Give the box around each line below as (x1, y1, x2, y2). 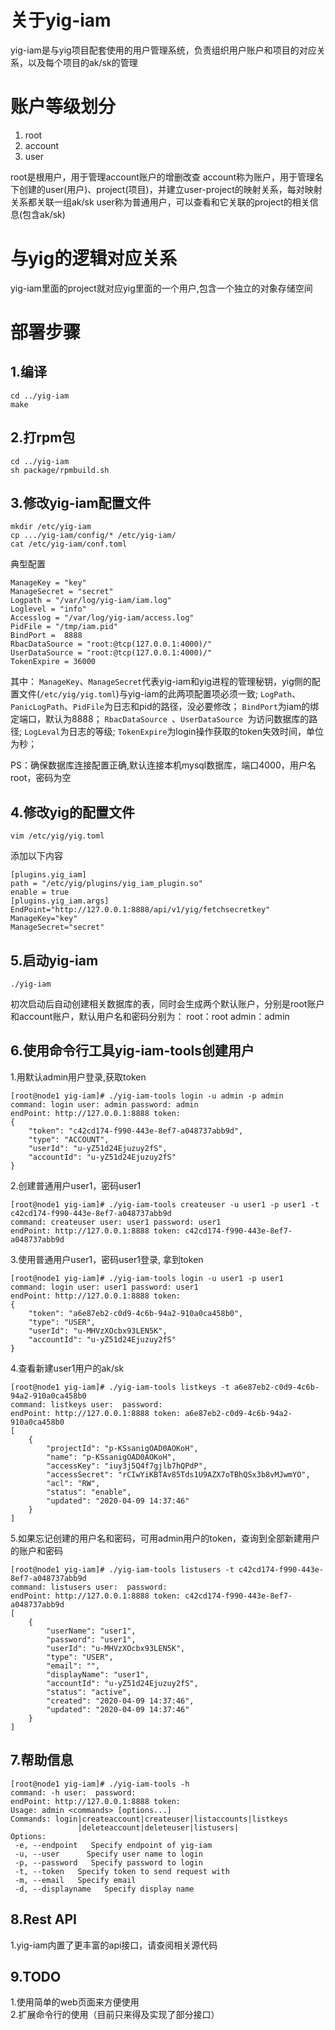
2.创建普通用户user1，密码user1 (10, 1179, 142, 1191)
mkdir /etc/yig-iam (10, 522, 92, 532)
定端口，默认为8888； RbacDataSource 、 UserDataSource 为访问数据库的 (10, 713, 310, 725)
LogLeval (24, 727, 61, 738)
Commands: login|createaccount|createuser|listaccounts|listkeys (10, 1814, 288, 1824)
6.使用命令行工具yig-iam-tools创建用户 (10, 1042, 255, 1060)
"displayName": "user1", (46, 1669, 150, 1680)
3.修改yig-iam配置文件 (10, 495, 152, 512)
